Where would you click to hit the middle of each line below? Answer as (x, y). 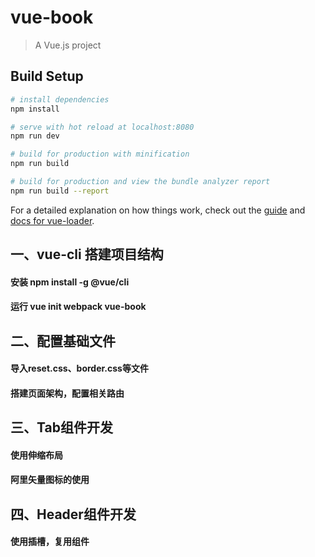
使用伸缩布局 (36, 455)
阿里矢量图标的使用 (50, 480)
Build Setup (47, 76)
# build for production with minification (100, 154)
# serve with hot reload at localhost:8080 (102, 127)
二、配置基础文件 (63, 341)
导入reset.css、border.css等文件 (79, 368)
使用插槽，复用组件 (50, 542)
